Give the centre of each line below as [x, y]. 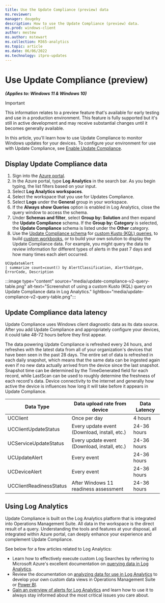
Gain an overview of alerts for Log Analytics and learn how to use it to [83, 590]
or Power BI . [25, 584]
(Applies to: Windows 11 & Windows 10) [46, 94]
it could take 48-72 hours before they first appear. [56, 335]
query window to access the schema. [50, 213]
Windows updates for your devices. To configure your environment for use [81, 143]
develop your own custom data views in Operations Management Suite [84, 579]
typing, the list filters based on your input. [55, 186]
